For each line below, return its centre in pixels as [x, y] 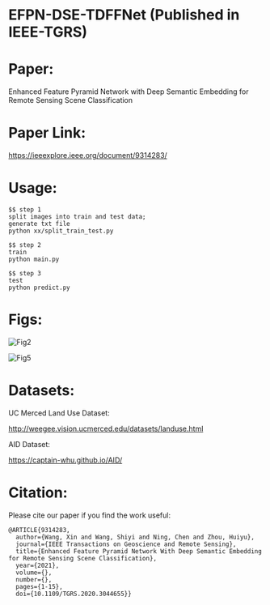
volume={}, [34, 573]
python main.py [34, 259]
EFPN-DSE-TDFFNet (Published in [124, 15]
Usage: [33, 188]
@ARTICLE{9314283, [39, 530]
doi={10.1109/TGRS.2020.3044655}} [74, 594]
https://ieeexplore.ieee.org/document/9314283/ [88, 156]
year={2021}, [38, 565]
